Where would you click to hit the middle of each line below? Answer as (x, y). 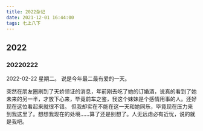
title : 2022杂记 (26, 12)
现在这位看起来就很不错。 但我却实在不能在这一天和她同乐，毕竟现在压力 (97, 107)
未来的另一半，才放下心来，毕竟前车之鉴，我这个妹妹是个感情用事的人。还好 (101, 99)
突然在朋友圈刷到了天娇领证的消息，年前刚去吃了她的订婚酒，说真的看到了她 (101, 92)
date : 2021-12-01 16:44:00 (40, 18)
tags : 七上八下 (24, 23)
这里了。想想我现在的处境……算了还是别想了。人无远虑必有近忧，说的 (103, 114)
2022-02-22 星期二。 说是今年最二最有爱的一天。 (68, 78)
